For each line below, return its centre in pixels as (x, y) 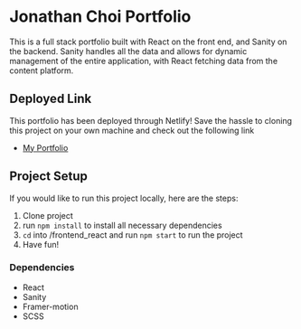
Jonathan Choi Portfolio (100, 17)
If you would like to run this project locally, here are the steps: (124, 198)
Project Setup (49, 177)
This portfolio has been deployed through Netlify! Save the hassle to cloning (150, 120)
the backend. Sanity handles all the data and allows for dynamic (128, 51)
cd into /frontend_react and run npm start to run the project (132, 235)
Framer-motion (50, 306)
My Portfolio (45, 147)
